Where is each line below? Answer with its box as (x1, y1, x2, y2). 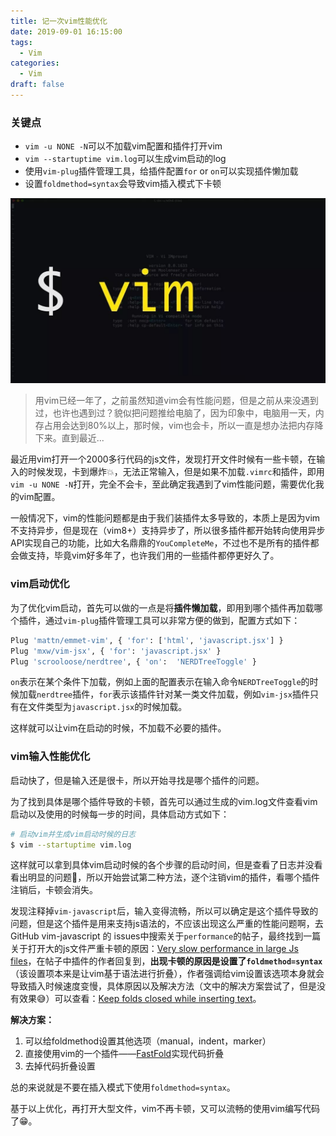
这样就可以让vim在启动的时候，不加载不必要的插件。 (10, 722, 227, 734)
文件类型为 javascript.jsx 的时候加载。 (27, 701, 188, 713)
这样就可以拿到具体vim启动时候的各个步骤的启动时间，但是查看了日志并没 (10, 859, 315, 871)
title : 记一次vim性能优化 (10, 16, 108, 26)
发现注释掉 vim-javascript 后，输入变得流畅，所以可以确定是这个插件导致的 (10, 905, 319, 917)
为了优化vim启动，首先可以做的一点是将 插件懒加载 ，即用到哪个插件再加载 (10, 601, 315, 614)
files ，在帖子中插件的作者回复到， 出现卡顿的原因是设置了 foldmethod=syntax (10, 955, 323, 967)
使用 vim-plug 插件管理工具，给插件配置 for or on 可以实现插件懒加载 (24, 165, 299, 177)
